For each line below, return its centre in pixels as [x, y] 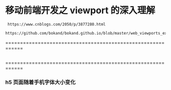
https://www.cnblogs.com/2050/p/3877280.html [56, 24]
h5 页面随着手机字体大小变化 [40, 82]
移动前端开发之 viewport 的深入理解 [80, 10]
